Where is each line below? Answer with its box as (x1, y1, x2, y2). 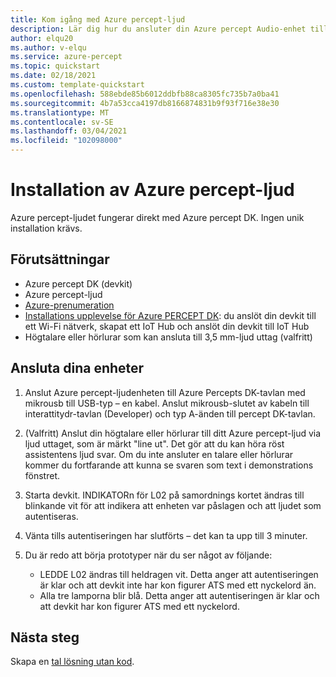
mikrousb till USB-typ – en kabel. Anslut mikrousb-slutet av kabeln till (24, 397, 310, 409)
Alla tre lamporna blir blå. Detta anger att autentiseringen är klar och (39, 589, 320, 601)
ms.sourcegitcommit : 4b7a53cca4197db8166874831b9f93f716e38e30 (10, 98, 280, 108)
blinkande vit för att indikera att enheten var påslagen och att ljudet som (24, 499, 322, 511)
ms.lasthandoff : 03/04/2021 (10, 126, 128, 136)
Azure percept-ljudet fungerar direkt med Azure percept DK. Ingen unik (10, 211, 305, 223)
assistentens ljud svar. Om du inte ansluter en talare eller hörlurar (24, 448, 294, 460)
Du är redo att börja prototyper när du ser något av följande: (24, 549, 273, 561)
